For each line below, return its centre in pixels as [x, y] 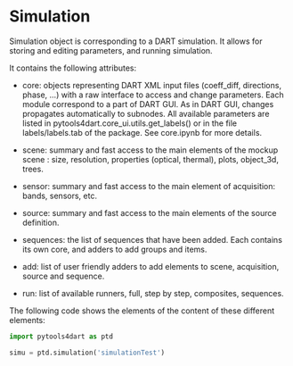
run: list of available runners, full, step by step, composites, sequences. [153, 293]
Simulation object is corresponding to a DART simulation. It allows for [136, 41]
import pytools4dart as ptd [61, 337]
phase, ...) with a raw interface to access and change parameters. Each [153, 95]
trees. [33, 169]
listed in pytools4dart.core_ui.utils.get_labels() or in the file [130, 123]
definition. [41, 222]
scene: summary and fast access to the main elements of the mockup [150, 150]
